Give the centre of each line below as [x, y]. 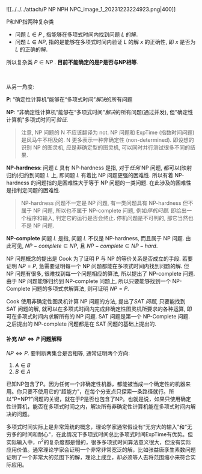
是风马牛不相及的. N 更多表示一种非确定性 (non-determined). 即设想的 [107, 140]
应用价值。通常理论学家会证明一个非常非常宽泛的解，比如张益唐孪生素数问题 [101, 449]
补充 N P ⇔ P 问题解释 [34, 339]
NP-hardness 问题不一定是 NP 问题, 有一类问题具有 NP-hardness [101, 203]
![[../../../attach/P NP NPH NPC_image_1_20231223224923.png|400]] [91, 9]
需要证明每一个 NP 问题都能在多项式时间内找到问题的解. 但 [117, 266]
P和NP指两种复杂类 [30, 22]
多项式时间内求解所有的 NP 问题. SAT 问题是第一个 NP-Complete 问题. [103, 316]
